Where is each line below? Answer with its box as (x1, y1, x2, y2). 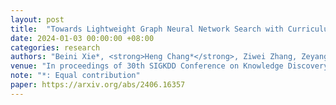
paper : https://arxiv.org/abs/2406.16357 (10, 80, 186, 90)
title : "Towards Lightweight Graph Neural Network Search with (10, 24, 284, 34)
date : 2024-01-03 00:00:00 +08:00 (10, 33, 155, 43)
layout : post (10, 14, 65, 25)
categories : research (10, 42, 101, 53)
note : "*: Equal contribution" (10, 71, 141, 81)
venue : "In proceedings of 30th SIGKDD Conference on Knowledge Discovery (10, 61, 329, 71)
